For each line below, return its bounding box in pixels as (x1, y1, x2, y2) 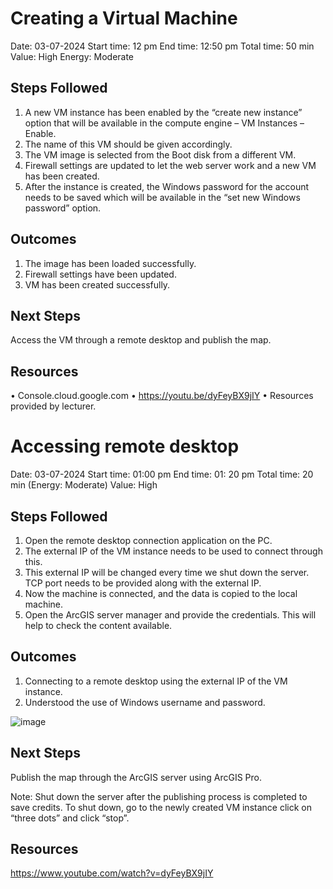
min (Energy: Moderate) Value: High (10, 479, 158, 491)
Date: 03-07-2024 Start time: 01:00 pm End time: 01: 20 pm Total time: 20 (10, 468, 314, 481)
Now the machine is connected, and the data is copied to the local (24, 587, 298, 599)
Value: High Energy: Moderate (10, 50, 135, 62)
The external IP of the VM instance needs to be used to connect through (24, 545, 323, 557)
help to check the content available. (24, 619, 173, 631)
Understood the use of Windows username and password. (24, 696, 266, 708)
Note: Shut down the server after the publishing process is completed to (10, 790, 308, 802)
